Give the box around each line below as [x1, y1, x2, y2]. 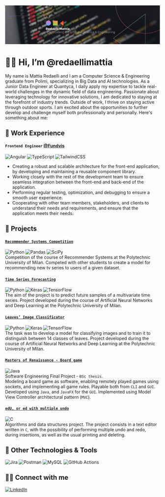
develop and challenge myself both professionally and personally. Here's [5, 109, 153, 116]
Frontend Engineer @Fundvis [5, 143, 65, 148]
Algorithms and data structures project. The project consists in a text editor [5, 421, 157, 427]
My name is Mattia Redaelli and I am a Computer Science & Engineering [5, 73, 150, 79]
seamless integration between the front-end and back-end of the [12, 179, 144, 185]
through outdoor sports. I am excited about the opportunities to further [5, 104, 148, 110]
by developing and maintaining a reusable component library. [12, 168, 137, 175]
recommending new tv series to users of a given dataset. [5, 265, 120, 271]
